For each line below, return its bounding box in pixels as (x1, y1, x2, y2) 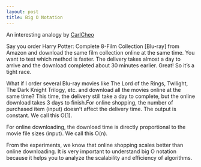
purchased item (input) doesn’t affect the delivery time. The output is (6, 105, 177, 112)
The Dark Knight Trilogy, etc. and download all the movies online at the (6, 86, 181, 93)
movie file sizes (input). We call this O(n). (6, 130, 108, 137)
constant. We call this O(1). (6, 112, 73, 119)
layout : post (6, 8, 39, 15)
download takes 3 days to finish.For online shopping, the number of (6, 99, 173, 106)
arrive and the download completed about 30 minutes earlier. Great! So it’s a (6, 61, 195, 69)
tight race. (6, 68, 32, 75)
